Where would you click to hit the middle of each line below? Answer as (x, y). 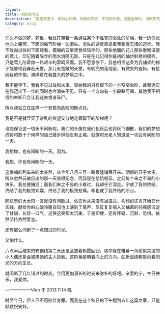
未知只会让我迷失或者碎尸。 (41, 97)
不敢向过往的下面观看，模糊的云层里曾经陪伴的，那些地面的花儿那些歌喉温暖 (82, 50)
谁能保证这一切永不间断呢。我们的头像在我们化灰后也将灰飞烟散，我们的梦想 (82, 129)
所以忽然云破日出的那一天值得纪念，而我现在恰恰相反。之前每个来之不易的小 (82, 178)
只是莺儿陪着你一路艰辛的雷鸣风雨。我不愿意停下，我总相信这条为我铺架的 (80, 62)
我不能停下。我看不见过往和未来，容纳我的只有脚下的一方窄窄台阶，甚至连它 (82, 85)
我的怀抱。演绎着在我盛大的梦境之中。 (48, 75)
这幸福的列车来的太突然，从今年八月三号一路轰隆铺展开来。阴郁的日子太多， (82, 172)
